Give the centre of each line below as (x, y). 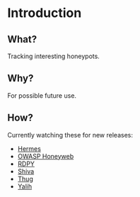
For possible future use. (42, 95)
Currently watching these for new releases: (70, 135)
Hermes (29, 148)
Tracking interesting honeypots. (54, 56)
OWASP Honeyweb (46, 156)
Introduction (45, 13)
